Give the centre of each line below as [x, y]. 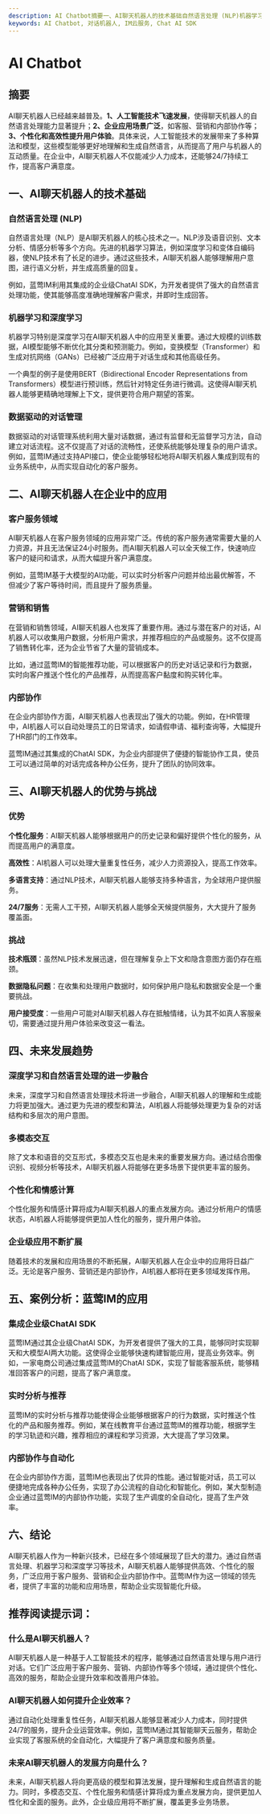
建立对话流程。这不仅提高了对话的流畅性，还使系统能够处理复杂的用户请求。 [135, 446]
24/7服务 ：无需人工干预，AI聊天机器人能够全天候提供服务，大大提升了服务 [133, 907]
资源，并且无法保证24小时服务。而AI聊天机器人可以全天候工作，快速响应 [135, 548]
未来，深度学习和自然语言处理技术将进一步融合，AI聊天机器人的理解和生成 [131, 1095]
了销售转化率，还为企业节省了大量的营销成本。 [86, 647]
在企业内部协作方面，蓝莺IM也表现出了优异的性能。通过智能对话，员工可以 [132, 1477]
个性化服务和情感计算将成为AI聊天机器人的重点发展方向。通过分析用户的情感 [135, 1209]
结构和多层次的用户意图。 [51, 1115]
